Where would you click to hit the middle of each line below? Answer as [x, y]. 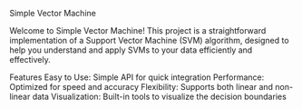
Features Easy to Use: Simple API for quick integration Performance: [137, 77]
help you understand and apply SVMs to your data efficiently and [131, 50]
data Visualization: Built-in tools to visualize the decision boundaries [160, 96]
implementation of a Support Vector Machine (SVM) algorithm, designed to [149, 40]
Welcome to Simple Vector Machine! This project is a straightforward [138, 30]
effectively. [30, 59]
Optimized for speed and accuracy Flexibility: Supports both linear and [141, 87]
